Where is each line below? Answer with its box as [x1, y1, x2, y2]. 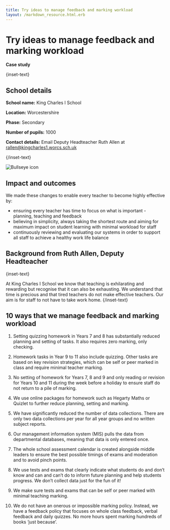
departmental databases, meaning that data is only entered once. [13, 436, 150, 442]
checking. [13, 344, 34, 350]
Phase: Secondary [6, 119, 45, 126]
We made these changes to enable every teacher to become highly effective [6, 193, 165, 199]
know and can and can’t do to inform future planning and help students [13, 472, 161, 478]
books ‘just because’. [13, 519, 57, 525]
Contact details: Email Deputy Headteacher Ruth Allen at [6, 139, 125, 145]
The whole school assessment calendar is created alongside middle [13, 446, 155, 452]
